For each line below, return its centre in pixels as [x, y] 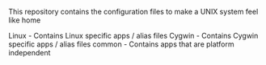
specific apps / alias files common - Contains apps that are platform [121, 44]
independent [30, 53]
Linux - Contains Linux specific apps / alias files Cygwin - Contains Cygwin [133, 36]
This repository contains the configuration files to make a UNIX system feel [133, 12]
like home [25, 20]
